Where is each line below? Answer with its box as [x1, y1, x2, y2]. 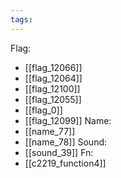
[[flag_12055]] [24, 93, 82, 105]
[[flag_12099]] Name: [24, 114, 112, 126]
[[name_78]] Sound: [24, 136, 108, 148]
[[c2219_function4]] [24, 157, 107, 169]
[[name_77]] [24, 125, 76, 137]
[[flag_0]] [24, 104, 63, 116]
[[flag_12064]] [24, 72, 83, 84]
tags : [10, 14, 33, 25]
